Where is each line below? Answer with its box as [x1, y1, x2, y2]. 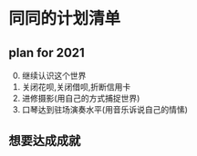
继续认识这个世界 [21, 70, 87, 81]
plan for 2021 [8, 44, 86, 60]
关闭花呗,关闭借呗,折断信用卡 [21, 82, 131, 92]
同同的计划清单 [8, 8, 121, 29]
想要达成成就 [8, 133, 81, 149]
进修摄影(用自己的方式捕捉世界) [21, 93, 140, 103]
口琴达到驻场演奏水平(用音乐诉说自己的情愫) [21, 104, 189, 114]
